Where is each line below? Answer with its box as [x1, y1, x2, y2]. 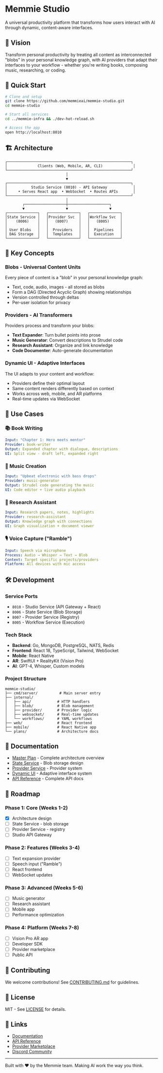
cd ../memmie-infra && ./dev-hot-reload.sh [5, 117, 95, 122]
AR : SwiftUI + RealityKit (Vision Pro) [12, 658, 84, 664]
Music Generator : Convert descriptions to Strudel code [12, 337, 123, 343]
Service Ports [5, 592, 38, 599]
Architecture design [12, 816, 52, 822]
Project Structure [5, 675, 47, 682]
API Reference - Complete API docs [12, 776, 84, 782]
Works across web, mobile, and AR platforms [12, 391, 102, 396]
